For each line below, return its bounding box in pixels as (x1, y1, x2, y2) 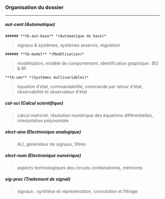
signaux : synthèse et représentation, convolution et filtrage (17, 188, 138, 195)
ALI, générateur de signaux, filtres (17, 141, 86, 147)
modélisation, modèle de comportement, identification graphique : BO (17, 60, 159, 66)
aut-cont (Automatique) (5, 21, 55, 27)
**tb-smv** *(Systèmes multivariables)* (5, 75, 89, 80)
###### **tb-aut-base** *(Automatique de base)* (5, 34, 107, 39)
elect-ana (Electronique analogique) (5, 129, 81, 135)
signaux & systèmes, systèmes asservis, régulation (17, 42, 121, 48)
